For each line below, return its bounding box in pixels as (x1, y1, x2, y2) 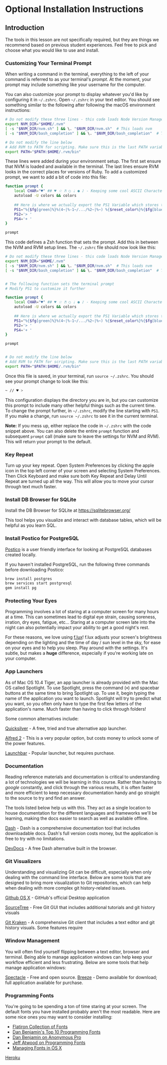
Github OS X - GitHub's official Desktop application (5, 895, 110, 901)
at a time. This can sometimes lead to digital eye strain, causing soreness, (5, 614, 157, 620)
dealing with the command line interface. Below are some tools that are (5, 875, 151, 881)
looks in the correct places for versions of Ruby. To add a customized (5, 169, 148, 175)
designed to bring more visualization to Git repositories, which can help (5, 880, 151, 886)
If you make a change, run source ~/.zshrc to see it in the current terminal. (5, 413, 159, 419)
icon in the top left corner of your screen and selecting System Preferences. (5, 467, 161, 473)
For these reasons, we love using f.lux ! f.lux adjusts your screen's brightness (5, 634, 162, 640)
